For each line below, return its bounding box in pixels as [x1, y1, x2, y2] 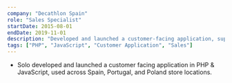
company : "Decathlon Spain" [7, 10, 88, 17]
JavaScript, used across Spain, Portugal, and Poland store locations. [17, 68, 213, 76]
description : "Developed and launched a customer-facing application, [7, 36, 215, 43]
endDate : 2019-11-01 [7, 29, 67, 36]
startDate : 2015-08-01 [7, 23, 72, 29]
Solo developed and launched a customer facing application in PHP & [17, 61, 215, 69]
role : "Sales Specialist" [7, 16, 81, 23]
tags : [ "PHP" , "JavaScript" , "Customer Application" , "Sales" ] [7, 42, 193, 49]
